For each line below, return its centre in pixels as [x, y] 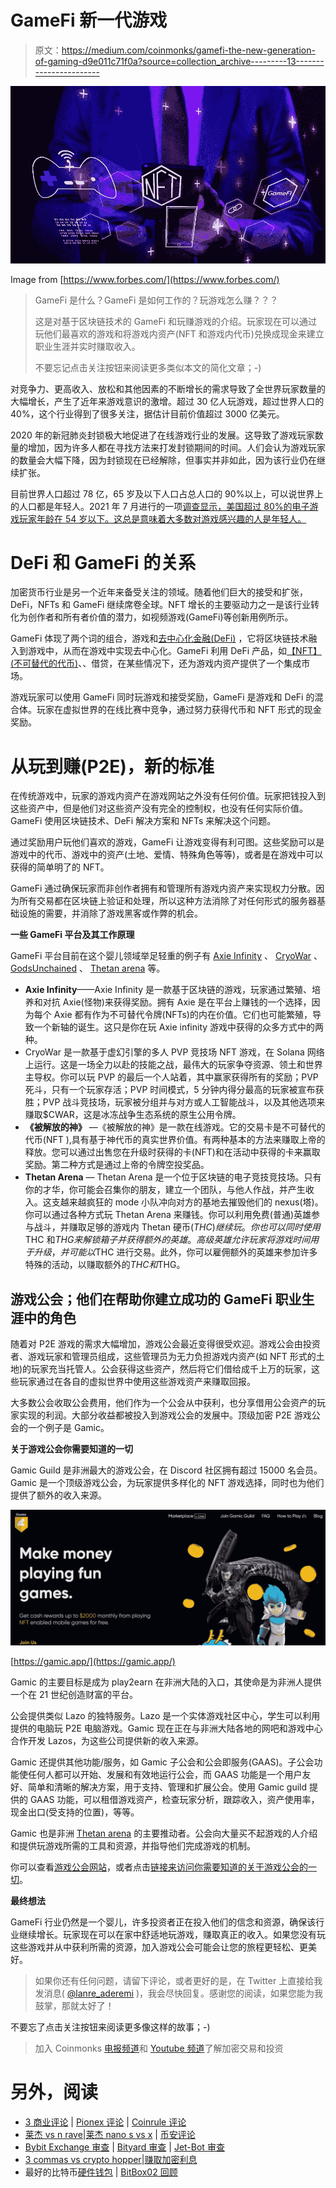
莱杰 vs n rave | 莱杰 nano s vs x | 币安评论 [110, 2134]
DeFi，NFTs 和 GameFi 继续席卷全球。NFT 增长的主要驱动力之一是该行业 [161, 605]
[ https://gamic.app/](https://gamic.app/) [93, 1661]
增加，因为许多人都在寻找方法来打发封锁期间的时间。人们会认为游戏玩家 [176, 447]
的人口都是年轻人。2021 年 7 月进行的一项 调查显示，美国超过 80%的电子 [160, 506]
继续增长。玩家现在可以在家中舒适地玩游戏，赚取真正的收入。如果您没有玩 [172, 1934]
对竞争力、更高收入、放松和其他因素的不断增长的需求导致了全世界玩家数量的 [168, 388]
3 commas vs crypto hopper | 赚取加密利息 [111, 2159]
